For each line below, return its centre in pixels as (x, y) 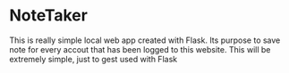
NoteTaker (48, 16)
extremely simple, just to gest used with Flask (93, 59)
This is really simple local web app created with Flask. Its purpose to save (145, 40)
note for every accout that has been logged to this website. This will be (140, 49)
